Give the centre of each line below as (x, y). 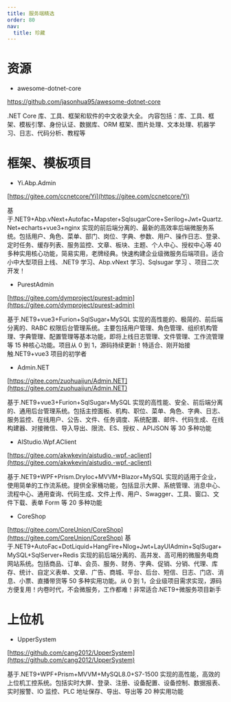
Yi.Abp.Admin (36, 183)
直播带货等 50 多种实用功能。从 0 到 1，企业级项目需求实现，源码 (129, 581)
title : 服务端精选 (31, 13)
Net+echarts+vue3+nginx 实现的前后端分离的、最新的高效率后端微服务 (108, 228)
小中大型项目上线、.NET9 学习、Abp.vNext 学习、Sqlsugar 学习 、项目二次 (113, 262)
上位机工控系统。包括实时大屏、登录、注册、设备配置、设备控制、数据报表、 (115, 683)
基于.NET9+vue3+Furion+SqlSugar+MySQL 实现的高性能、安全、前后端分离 (115, 403)
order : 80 (21, 20)
